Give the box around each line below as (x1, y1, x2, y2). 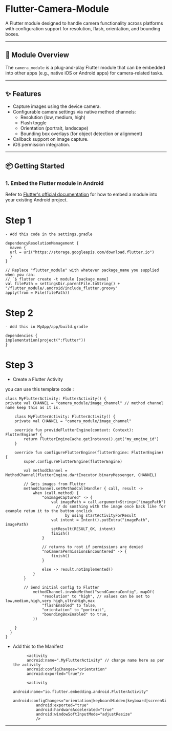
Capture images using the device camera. (12, 103, 101, 109)
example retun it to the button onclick (5, 509, 93, 514)
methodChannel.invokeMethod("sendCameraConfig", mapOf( (32, 589, 155, 595)
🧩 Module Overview (5, 51, 69, 60)
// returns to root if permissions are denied (41, 545, 143, 550)
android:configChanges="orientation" (26, 667, 107, 672)
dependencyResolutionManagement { (5, 241, 79, 246)
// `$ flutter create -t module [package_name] (5, 277, 109, 282)
